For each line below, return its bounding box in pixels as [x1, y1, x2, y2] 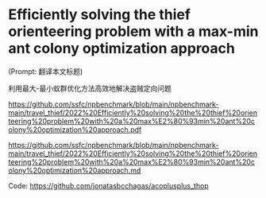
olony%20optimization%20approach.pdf [8, 125, 142, 134]
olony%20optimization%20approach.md [8, 165, 141, 175]
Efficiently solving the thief [8, 6, 191, 24]
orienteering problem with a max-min [8, 22, 259, 41]
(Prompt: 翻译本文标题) [8, 66, 83, 76]
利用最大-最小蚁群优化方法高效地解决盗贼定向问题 [8, 83, 172, 93]
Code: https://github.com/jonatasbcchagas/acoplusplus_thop [8, 181, 209, 190]
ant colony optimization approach [8, 40, 236, 57]
